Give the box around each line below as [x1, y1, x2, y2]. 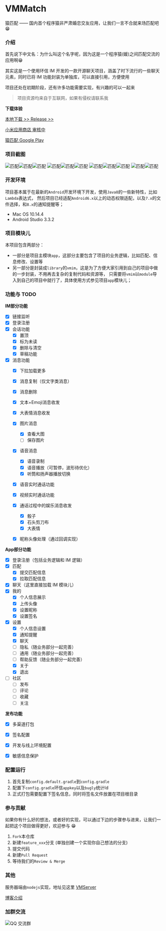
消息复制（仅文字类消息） [19, 378, 72, 384]
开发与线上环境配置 [12, 742, 52, 748]
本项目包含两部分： [5, 242, 44, 248]
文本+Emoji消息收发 [19, 400, 60, 406]
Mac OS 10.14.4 [12, 211, 44, 217]
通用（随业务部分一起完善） [19, 650, 77, 656]
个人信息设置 [19, 625, 46, 631]
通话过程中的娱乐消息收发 [19, 502, 72, 508]
